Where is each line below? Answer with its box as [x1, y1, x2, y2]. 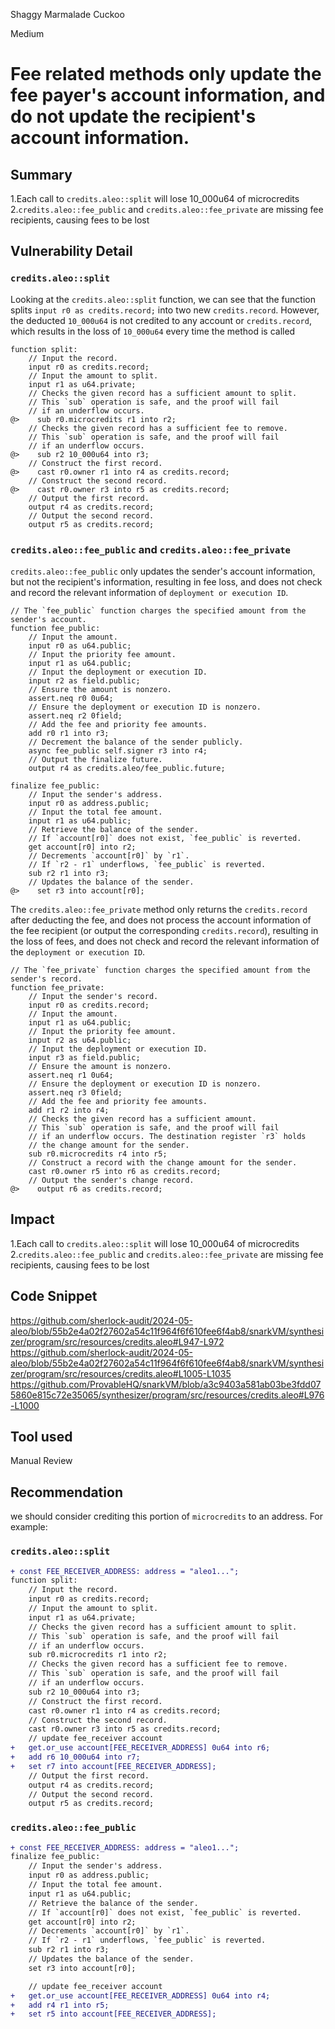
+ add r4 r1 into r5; [10, 2000, 110, 2010]
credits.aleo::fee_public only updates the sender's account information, [10, 565, 316, 577]
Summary [10, 166, 73, 183]
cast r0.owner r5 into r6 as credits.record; [28, 1166, 222, 1176]
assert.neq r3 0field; [28, 1087, 123, 1098]
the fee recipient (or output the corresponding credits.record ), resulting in [10, 924, 319, 936]
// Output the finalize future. [28, 754, 163, 764]
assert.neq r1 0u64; [28, 1070, 114, 1080]
